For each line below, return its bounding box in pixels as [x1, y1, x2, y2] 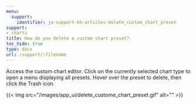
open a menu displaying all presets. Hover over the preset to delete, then [6, 74, 182, 81]
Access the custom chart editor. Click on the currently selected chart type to [6, 67, 191, 74]
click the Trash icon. [6, 80, 55, 87]
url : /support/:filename [6, 52, 67, 58]
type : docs [6, 46, 33, 52]
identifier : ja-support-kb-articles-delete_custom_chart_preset [16, 19, 177, 25]
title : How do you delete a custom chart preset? [6, 35, 130, 41]
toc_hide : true [6, 41, 43, 47]
